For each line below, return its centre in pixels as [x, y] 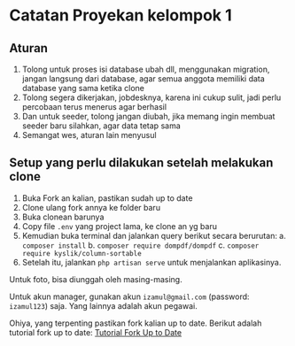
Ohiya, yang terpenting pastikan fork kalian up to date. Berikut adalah [136, 323]
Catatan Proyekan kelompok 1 [120, 15]
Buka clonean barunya [63, 217]
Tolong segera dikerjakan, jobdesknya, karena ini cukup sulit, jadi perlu [151, 97]
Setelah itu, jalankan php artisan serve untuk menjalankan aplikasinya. [151, 262]
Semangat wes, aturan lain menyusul [89, 135]
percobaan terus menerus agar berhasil [94, 107]
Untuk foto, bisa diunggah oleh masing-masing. [96, 279]
